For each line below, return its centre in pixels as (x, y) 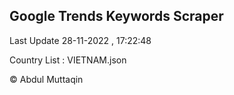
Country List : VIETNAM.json (68, 60)
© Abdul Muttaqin (46, 79)
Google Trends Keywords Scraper (116, 16)
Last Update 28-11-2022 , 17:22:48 (80, 40)
